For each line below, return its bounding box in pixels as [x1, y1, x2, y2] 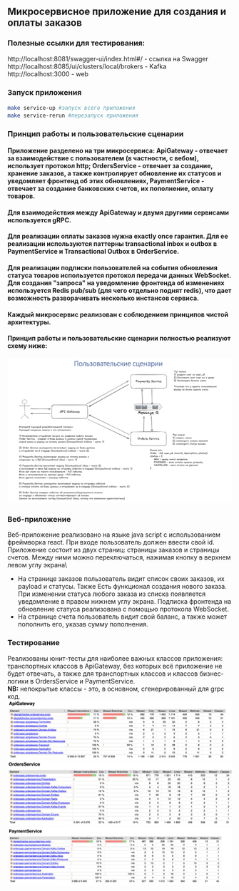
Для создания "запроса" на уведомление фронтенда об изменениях [7, 279, 225, 287]
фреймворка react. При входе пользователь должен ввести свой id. [7, 538, 215, 547]
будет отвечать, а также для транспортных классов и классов [7, 669, 198, 678]
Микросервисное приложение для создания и [7, 6, 227, 18]
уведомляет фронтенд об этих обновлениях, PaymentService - [7, 177, 205, 185]
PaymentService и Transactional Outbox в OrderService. [7, 247, 180, 256]
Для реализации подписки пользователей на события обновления [7, 264, 218, 272]
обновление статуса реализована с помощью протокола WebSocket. [17, 605, 230, 614]
